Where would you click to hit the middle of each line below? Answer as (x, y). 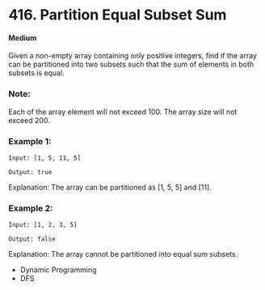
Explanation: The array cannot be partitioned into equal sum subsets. (123, 254)
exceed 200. (29, 120)
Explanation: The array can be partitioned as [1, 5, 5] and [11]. (110, 187)
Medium (23, 37)
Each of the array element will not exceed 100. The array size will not (123, 112)
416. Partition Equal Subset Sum (118, 15)
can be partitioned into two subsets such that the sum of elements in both (131, 64)
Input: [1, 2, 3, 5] (43, 225)
